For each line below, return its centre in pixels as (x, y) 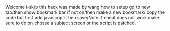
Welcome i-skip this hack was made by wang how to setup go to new (78, 7)
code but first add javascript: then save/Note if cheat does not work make (82, 18)
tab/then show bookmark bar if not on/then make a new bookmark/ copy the (85, 12)
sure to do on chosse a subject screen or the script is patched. (71, 23)
